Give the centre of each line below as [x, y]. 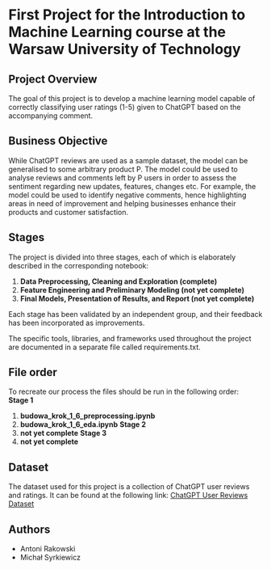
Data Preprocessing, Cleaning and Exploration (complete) [119, 281]
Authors [29, 529]
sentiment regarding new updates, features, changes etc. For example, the [132, 186]
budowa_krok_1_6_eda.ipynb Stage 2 [83, 424]
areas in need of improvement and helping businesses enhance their [122, 203]
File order [33, 372]
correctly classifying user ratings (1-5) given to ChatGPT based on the [125, 107]
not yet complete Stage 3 [63, 433]
